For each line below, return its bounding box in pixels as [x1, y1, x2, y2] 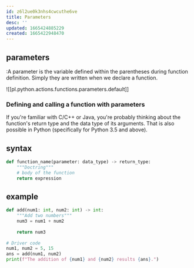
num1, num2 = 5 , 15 [6, 246, 54, 252]
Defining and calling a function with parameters [6, 100, 145, 108]
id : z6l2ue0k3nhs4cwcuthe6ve [6, 8, 78, 15]
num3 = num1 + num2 [16, 219, 65, 224]
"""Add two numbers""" [16, 213, 72, 219]
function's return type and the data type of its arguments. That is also [6, 120, 175, 127]
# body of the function [16, 170, 75, 176]
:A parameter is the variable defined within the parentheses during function [6, 68, 188, 75]
